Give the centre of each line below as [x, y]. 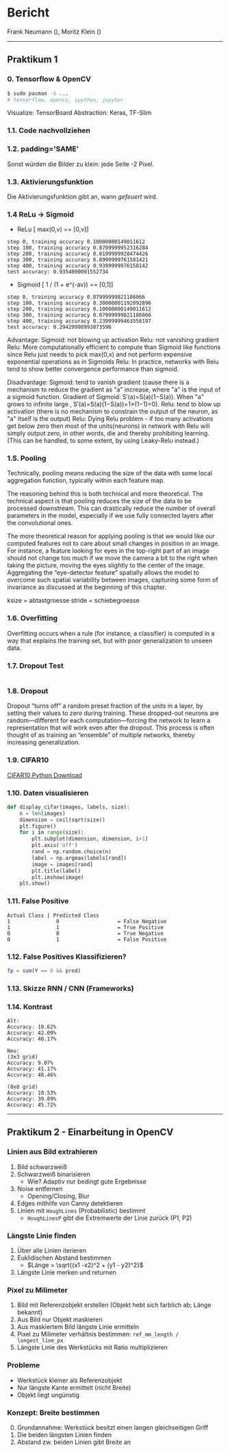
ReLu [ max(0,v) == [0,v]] [53, 229]
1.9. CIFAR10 [28, 760]
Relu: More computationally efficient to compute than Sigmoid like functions [114, 347]
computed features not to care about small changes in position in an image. [114, 544]
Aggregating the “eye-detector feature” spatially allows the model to [103, 573]
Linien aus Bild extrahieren [52, 1152]
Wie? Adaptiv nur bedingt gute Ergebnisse [87, 1181]
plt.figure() [38, 826]
